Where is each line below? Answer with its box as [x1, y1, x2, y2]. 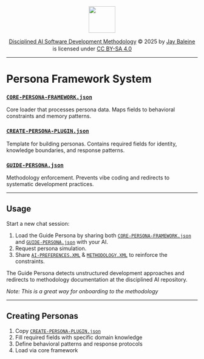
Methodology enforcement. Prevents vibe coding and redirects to [6, 174, 170, 181]
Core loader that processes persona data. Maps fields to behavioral [6, 106, 175, 113]
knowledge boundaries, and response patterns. [6, 146, 125, 154]
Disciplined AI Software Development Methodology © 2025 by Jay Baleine [8, 38, 195, 45]
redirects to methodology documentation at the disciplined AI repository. [6, 276, 188, 283]
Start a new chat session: [6, 220, 70, 227]
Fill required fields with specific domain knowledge [15, 333, 143, 341]
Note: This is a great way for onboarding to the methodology [6, 287, 158, 295]
